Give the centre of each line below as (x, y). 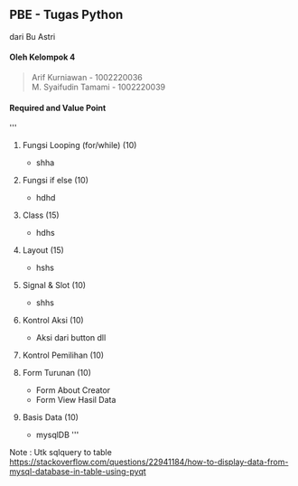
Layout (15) (43, 250)
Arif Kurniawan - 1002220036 (87, 78)
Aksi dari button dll (71, 338)
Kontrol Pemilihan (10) (63, 355)
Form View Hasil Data (76, 400)
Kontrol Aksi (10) (53, 321)
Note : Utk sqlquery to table (61, 453)
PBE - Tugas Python (66, 15)
